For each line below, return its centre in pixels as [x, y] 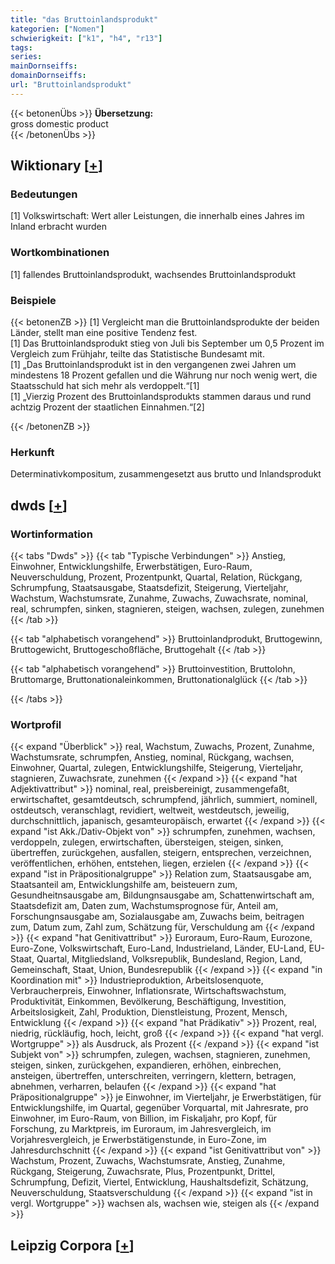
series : [26, 57]
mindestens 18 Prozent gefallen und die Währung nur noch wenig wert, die [164, 375]
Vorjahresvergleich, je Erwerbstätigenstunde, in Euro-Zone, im [138, 1140]
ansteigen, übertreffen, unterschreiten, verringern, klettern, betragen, [153, 1076]
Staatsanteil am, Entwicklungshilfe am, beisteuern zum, [124, 885]
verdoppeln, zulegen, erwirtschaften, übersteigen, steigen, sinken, [147, 842]
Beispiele [33, 300]
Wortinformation [51, 534]
